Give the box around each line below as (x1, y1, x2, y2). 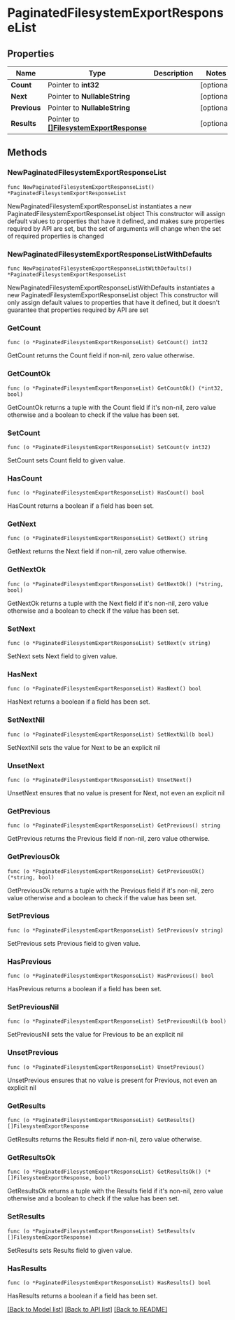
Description (153, 69, 194, 78)
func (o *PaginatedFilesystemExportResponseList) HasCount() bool (7, 490, 205, 497)
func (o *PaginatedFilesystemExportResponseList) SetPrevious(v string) (7, 927, 224, 934)
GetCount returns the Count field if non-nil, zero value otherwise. (7, 351, 194, 360)
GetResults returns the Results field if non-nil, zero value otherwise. (7, 1135, 202, 1144)
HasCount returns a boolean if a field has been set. (7, 502, 155, 510)
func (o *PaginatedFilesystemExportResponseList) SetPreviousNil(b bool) (7, 1018, 227, 1026)
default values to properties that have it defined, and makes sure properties (7, 217, 225, 225)
